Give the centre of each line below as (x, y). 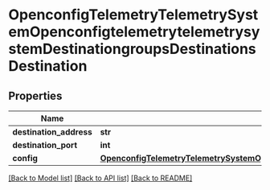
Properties (35, 95)
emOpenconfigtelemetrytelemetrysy (134, 32)
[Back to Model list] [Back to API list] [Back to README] (100, 178)
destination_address (52, 132)
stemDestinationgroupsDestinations (133, 49)
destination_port (45, 145)
